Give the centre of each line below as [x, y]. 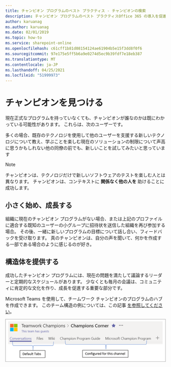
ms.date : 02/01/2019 [27, 32]
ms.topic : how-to [24, 38]
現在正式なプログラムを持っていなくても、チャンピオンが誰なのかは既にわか [85, 118]
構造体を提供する [32, 262]
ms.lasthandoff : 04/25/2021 [35, 70]
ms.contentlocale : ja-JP [32, 65]
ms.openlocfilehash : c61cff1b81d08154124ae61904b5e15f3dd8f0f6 [74, 48]
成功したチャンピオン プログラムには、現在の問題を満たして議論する [77, 275]
